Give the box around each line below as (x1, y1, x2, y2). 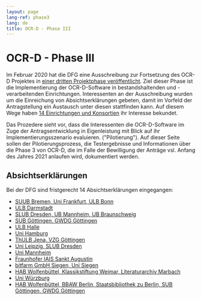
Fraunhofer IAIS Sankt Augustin (14, 256, 93, 262)
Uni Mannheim (14, 249, 51, 256)
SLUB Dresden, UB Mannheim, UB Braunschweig (14, 211, 136, 218)
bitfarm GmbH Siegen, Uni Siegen (14, 262, 99, 269)
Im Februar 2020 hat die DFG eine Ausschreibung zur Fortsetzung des (6, 71, 180, 79)
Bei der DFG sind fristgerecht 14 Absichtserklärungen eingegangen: (6, 187, 173, 193)
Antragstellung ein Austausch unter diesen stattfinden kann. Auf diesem (6, 103, 184, 110)
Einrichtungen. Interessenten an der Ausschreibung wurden (45, 91, 193, 98)
